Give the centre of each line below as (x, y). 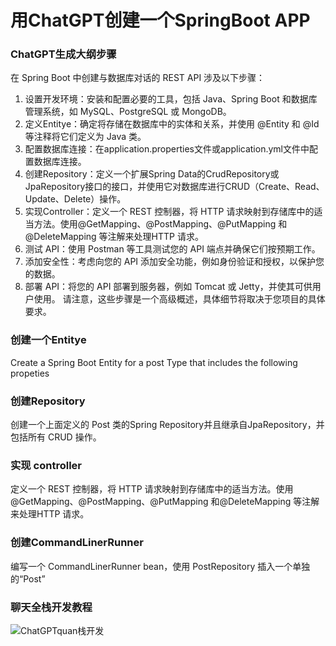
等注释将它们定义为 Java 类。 (85, 137)
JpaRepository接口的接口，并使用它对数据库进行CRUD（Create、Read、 (174, 187)
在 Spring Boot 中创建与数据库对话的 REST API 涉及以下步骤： (138, 78)
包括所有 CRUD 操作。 (56, 437)
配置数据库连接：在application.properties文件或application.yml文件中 (167, 149)
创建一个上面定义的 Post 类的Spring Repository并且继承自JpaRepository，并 (167, 425)
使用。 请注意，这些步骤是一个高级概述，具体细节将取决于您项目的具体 (179, 299)
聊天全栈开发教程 (51, 607)
